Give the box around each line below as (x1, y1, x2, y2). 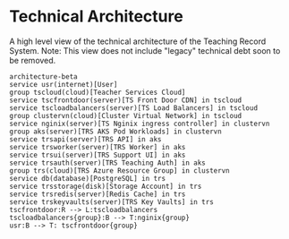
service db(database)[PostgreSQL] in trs (9, 174, 166, 183)
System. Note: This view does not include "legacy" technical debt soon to (9, 45, 281, 55)
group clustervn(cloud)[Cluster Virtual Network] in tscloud (9, 111, 242, 120)
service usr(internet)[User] (9, 80, 118, 89)
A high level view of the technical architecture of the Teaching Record (9, 36, 267, 47)
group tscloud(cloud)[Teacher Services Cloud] (9, 88, 186, 97)
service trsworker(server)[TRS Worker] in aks (9, 142, 186, 151)
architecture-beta (9, 72, 78, 81)
